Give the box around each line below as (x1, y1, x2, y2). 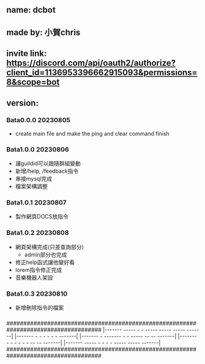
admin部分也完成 (24, 250, 67, 258)
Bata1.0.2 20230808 (6, 228, 69, 237)
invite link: (6, 48, 47, 59)
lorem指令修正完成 (15, 266, 62, 274)
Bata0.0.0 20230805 (6, 116, 70, 125)
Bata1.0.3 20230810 (6, 289, 68, 298)
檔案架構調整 (15, 183, 48, 190)
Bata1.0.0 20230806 (6, 145, 69, 153)
